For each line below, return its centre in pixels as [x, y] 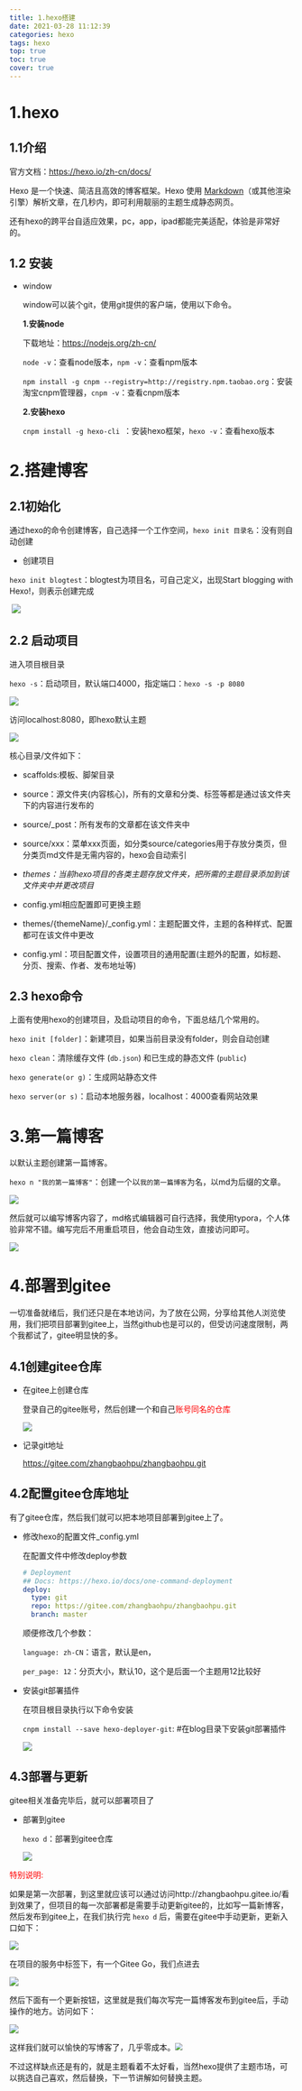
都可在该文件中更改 [58, 935]
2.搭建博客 [49, 470]
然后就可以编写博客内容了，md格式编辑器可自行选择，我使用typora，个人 [146, 1218]
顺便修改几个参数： [58, 1633]
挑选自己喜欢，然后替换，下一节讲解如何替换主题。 [112, 2077]
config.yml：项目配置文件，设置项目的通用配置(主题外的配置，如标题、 [154, 953]
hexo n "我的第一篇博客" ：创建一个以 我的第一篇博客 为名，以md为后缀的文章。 [147, 1182]
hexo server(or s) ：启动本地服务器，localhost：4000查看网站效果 [134, 1096]
